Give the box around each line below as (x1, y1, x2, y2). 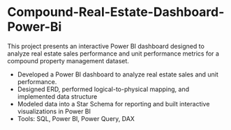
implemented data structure (17, 92, 98, 101)
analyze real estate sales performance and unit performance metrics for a (7, 49, 220, 58)
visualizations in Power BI (17, 107, 91, 115)
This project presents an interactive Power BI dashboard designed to (7, 42, 204, 50)
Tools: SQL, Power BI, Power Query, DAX (17, 114, 135, 122)
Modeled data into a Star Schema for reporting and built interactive (17, 99, 210, 108)
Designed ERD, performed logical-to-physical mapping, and (17, 85, 190, 93)
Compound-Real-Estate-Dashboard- (7, 4, 225, 20)
